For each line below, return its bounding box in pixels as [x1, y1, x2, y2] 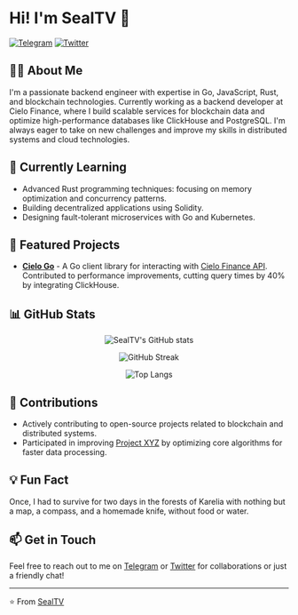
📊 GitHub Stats [9, 307, 96, 322]
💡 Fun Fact [9, 473, 69, 488]
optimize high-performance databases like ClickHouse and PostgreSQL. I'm [9, 115, 286, 125]
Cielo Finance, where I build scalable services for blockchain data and [9, 106, 265, 116]
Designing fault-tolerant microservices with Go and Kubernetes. [21, 212, 255, 222]
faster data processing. [21, 447, 107, 457]
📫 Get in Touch [9, 532, 97, 547]
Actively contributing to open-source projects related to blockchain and [21, 419, 284, 429]
